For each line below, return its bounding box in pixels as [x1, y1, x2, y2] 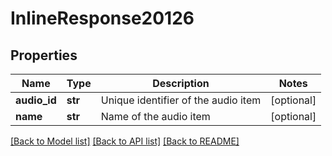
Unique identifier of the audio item [100, 93, 262, 107]
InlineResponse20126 [10, 7, 195, 30]
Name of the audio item [100, 110, 211, 123]
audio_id [15, 93, 57, 107]
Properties [10, 47, 78, 64]
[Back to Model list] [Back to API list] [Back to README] [10, 135, 240, 147]
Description [152, 77, 210, 90]
